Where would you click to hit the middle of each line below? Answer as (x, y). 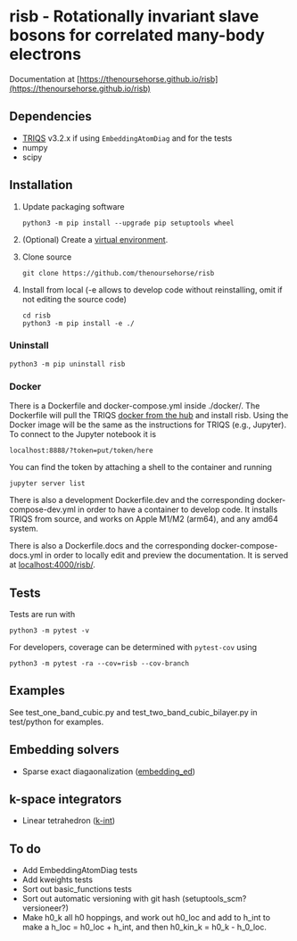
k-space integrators (66, 799)
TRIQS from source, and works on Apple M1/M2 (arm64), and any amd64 (144, 519)
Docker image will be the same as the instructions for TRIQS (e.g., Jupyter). (148, 425)
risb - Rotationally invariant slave (134, 17)
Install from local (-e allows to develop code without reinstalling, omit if (152, 289)
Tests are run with (42, 614)
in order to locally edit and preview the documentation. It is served (166, 556)
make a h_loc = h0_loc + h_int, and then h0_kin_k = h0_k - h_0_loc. (144, 927)
